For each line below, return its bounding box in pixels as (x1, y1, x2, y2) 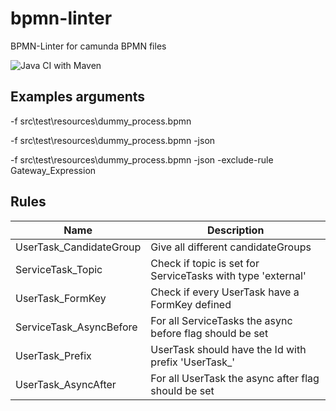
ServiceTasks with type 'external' (150, 268, 307, 282)
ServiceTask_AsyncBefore (15, 320, 138, 334)
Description (206, 223, 265, 237)
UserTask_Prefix (15, 348, 92, 362)
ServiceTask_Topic (15, 262, 103, 276)
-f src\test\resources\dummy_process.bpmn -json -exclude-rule (10, 153, 274, 166)
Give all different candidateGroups (150, 240, 312, 254)
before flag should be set (150, 326, 269, 340)
